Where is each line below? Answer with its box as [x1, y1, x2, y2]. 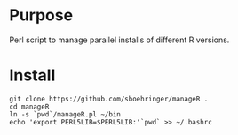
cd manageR [9, 102, 50, 111]
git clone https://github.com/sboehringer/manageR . [9, 94, 209, 103]
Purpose [9, 5, 74, 26]
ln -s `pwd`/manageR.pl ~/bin [9, 109, 122, 119]
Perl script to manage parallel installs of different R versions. [9, 34, 230, 45]
